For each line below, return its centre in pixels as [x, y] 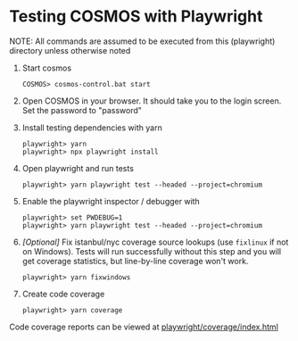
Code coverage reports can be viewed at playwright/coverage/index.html [144, 327]
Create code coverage [63, 294]
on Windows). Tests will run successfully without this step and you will [152, 251]
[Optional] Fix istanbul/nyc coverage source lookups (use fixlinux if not [155, 242]
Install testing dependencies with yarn [92, 128]
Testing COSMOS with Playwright [136, 17]
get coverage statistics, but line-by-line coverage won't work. [135, 261]
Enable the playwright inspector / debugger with [111, 201]
